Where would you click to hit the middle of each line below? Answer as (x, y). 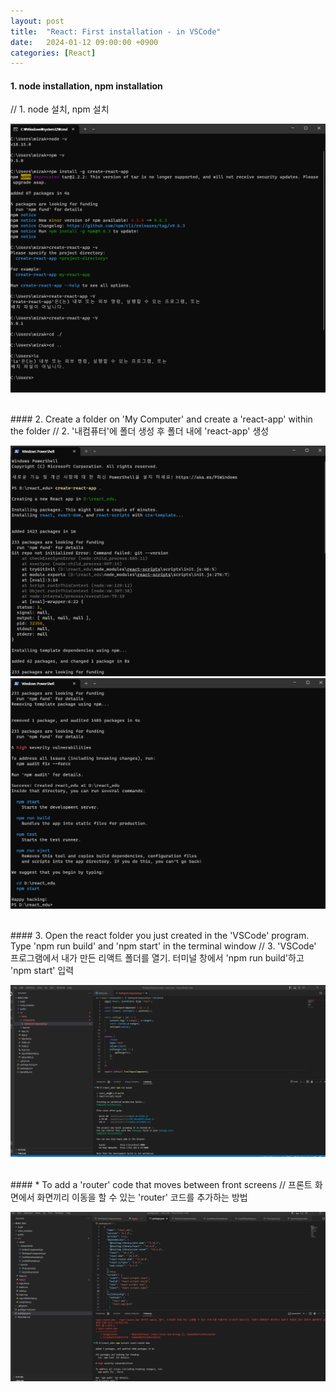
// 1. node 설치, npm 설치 (60, 109)
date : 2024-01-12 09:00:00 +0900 (84, 42)
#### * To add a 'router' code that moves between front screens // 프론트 (161, 1184)
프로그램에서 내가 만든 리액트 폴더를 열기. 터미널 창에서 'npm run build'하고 (157, 958)
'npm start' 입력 (42, 971)
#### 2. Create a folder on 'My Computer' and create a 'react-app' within (161, 419)
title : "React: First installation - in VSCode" (116, 31)
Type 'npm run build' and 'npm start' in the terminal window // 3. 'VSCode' (163, 946)
